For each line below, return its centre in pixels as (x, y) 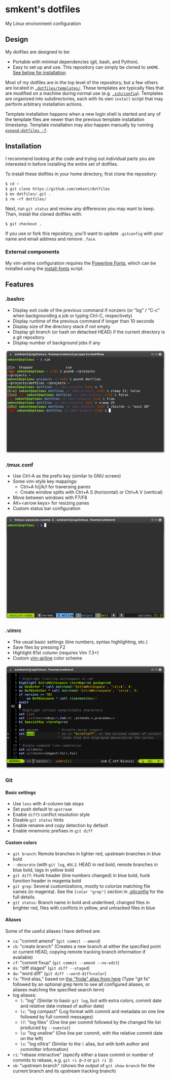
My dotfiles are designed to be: (38, 51)
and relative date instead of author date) (62, 1006)
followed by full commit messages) (57, 1017)
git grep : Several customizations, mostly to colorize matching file (81, 886)
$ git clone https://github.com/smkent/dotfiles (58, 189)
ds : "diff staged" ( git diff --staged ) (51, 968)
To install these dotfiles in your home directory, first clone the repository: (81, 174)
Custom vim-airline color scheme (47, 658)
